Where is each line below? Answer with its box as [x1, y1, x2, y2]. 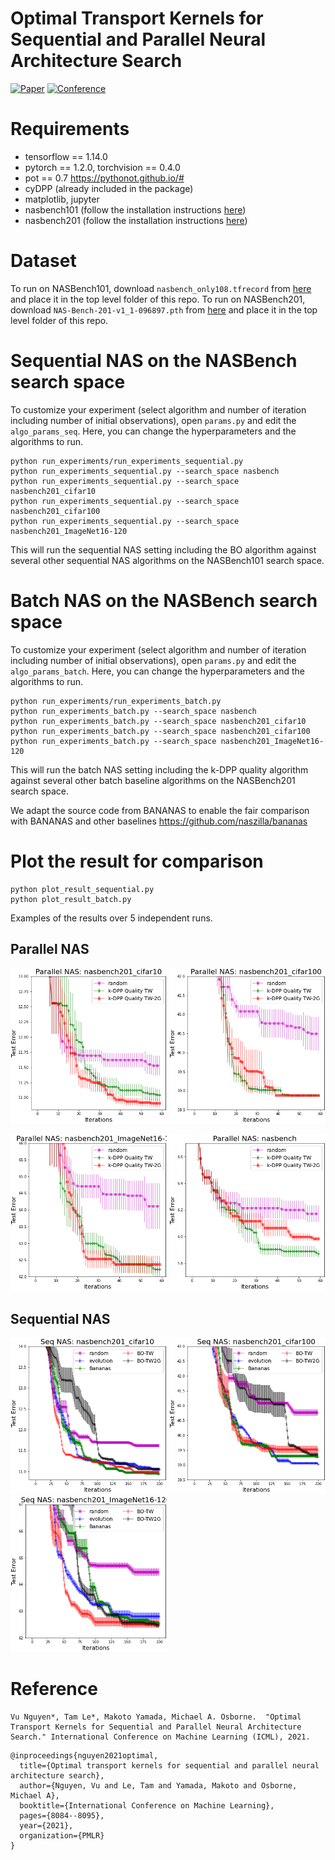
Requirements [10, 118, 130, 141]
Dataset [10, 250, 77, 272]
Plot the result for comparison [10, 850, 264, 872]
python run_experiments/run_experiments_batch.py [10, 696, 222, 706]
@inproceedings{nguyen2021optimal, [10, 1751, 159, 1761]
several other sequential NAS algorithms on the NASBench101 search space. [10, 554, 325, 566]
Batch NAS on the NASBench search [10, 589, 318, 612]
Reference [10, 1678, 98, 1701]
